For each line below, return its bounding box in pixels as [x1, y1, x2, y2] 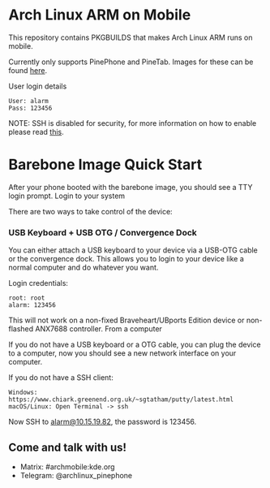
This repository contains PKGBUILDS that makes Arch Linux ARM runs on [8, 32, 253, 42]
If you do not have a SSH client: [8, 373, 114, 382]
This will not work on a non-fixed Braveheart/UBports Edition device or [8, 315, 245, 326]
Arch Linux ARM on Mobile [8, 6, 191, 24]
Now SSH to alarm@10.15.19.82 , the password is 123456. [8, 417, 197, 427]
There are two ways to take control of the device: [8, 206, 173, 216]
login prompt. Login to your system [8, 191, 126, 201]
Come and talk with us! [8, 440, 127, 454]
